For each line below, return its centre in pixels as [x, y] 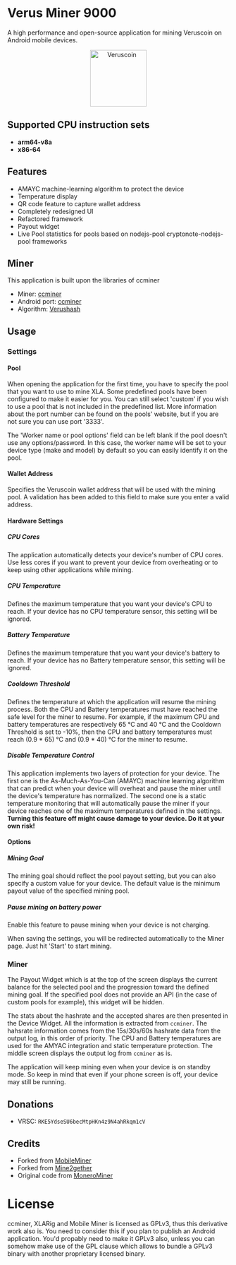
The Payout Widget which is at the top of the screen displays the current [112, 980]
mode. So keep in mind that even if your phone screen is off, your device [113, 1074]
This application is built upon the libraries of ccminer [83, 280]
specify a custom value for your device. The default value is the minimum [114, 884]
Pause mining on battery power [54, 907]
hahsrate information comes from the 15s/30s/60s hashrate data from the [114, 1031]
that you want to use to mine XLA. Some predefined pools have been [107, 391]
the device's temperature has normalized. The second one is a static [107, 795]
